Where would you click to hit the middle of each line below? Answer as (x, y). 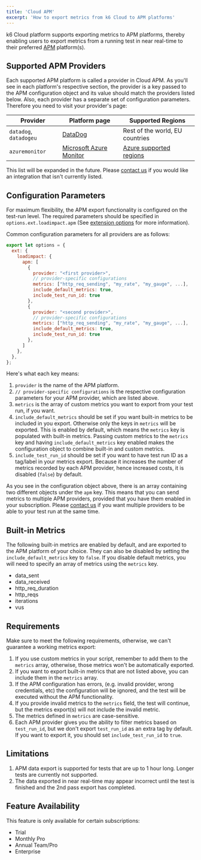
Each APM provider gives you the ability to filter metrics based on (96, 722)
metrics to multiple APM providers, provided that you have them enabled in (98, 499)
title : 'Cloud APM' (31, 12)
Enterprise (28, 851)
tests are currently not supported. (56, 774)
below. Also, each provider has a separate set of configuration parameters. (98, 99)
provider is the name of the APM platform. (67, 385)
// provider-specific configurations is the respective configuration (100, 392)
